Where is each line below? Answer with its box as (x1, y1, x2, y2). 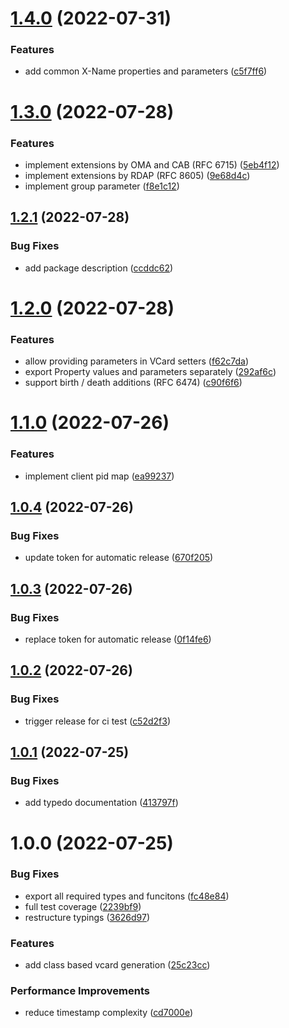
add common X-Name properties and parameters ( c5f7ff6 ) (24, 65, 268, 77)
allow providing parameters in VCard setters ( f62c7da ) (24, 355, 250, 367)
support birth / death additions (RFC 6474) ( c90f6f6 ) (24, 377, 243, 389)
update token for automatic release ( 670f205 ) (24, 552, 214, 564)
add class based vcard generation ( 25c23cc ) (24, 959, 211, 971)
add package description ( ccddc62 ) (24, 262, 174, 274)
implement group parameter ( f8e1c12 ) (24, 180, 180, 192)
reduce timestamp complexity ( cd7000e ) (24, 1007, 194, 1019)
